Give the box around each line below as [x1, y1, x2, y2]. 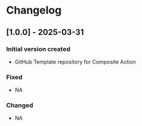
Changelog [6, 4, 62, 17]
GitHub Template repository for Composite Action [14, 58, 137, 65]
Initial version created [6, 45, 71, 53]
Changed [6, 101, 34, 109]
